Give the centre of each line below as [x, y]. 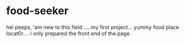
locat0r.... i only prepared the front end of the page [68, 33]
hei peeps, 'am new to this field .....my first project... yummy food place [92, 27]
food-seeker [38, 11]
